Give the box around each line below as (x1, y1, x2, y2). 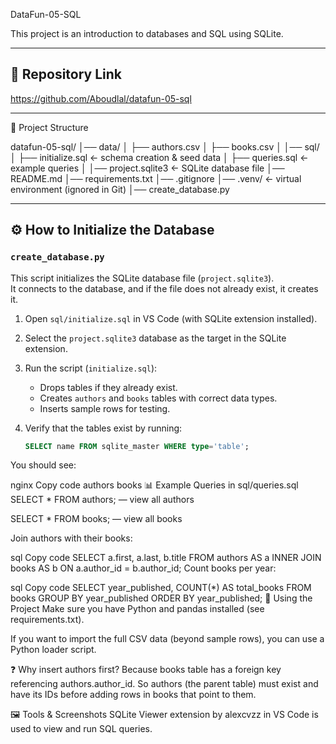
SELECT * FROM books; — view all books (10, 513, 183, 525)
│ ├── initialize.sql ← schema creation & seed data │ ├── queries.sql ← (10, 151, 309, 163)
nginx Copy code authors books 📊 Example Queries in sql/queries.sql (10, 479, 299, 491)
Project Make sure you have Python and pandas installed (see (10, 603, 265, 615)
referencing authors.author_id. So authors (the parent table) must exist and (10, 678, 319, 690)
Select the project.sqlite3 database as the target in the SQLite (24, 332, 287, 344)
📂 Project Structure (10, 121, 89, 133)
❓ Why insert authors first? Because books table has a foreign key (10, 664, 282, 676)
